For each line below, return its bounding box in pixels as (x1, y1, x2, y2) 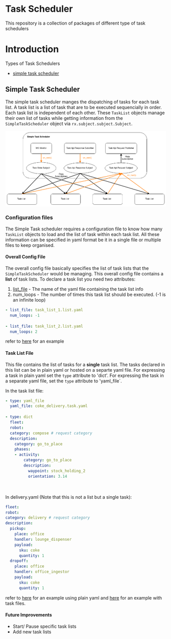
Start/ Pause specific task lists (12, 623, 77, 629)
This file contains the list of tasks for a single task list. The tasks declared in (5, 361, 165, 368)
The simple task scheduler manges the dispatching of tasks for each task (5, 98, 160, 105)
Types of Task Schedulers (5, 60, 60, 67)
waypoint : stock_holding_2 (28, 468, 86, 474)
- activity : (14, 452, 40, 457)
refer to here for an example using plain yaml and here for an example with (5, 594, 162, 601)
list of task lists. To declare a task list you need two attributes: (5, 276, 136, 282)
